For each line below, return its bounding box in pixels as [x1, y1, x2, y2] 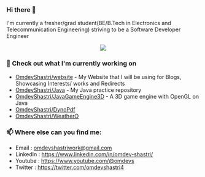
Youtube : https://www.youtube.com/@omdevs [15, 157, 134, 164]
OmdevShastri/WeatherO [15, 112, 79, 119]
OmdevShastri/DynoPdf [15, 105, 75, 113]
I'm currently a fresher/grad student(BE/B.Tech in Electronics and [6, 20, 172, 27]
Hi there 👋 [6, 6, 37, 14]
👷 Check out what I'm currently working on [6, 59, 137, 68]
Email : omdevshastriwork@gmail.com [15, 144, 112, 151]
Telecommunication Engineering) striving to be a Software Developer [6, 26, 181, 33]
